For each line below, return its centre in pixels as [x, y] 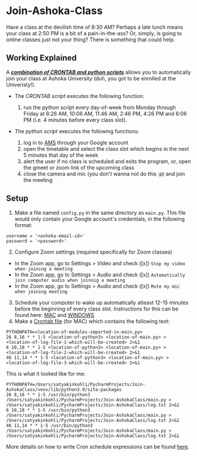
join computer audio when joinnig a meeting [70, 280]
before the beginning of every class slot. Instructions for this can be [96, 309]
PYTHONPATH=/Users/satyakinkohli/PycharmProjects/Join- [76, 384]
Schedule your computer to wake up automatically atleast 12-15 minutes [101, 302]
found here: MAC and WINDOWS [54, 315]
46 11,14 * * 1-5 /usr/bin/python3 [50, 425]
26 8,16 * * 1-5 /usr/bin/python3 [48, 394]
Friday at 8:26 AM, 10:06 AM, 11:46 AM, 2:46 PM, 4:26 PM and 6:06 [105, 113]
